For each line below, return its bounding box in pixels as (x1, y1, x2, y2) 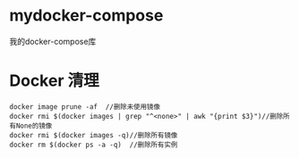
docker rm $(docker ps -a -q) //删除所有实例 (9, 140, 178, 149)
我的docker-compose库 (9, 36, 97, 46)
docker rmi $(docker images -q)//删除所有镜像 (9, 130, 178, 139)
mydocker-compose (9, 5, 164, 26)
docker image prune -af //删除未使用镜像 (9, 102, 161, 112)
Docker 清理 (9, 71, 100, 91)
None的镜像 (15, 121, 53, 130)
